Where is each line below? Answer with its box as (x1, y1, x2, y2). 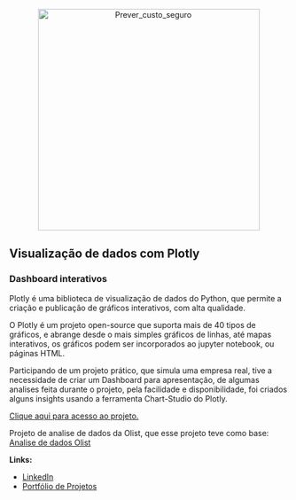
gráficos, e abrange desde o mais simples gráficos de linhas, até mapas (9, 329, 272, 340)
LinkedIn (21, 471, 54, 482)
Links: (9, 454, 33, 465)
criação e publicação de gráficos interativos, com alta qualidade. (9, 302, 246, 313)
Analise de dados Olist (9, 437, 91, 448)
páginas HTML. (9, 348, 66, 358)
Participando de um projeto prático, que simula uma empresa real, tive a (9, 364, 273, 376)
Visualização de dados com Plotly (9, 246, 200, 262)
